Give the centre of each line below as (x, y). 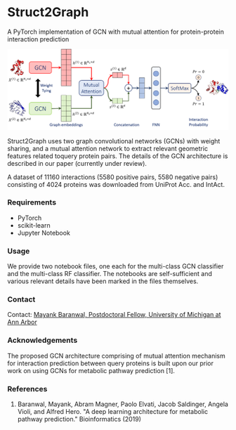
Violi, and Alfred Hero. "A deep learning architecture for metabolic (113, 411)
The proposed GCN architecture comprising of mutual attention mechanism (117, 356)
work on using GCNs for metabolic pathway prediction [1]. (91, 370)
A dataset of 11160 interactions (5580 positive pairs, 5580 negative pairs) (113, 177)
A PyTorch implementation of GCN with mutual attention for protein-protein (116, 32)
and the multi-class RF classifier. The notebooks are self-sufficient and (110, 274)
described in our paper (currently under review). (77, 163)
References (27, 389)
